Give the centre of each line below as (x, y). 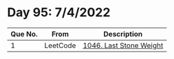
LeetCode (60, 45)
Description (123, 34)
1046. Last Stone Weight (123, 45)
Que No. (24, 34)
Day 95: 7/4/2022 (59, 13)
